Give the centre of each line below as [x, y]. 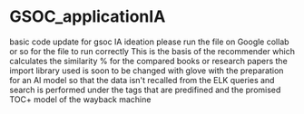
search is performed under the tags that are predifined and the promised [145, 90]
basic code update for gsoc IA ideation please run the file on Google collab [149, 42]
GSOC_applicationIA [88, 17]
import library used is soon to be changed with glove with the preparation [147, 71]
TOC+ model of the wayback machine [80, 99]
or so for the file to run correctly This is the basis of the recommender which [152, 51]
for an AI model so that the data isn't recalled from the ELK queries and [142, 80]
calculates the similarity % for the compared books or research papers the [148, 61]
